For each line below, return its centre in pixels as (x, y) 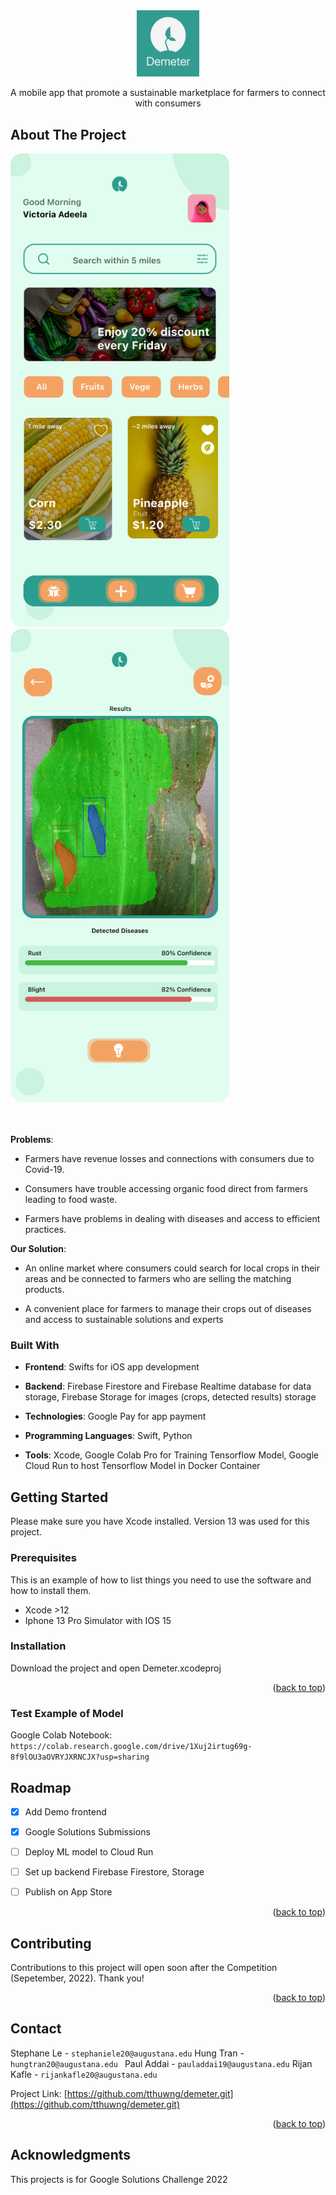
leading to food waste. (71, 1200)
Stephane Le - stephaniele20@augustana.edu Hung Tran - (127, 2053)
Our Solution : (38, 1249)
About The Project (68, 134)
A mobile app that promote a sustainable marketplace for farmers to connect (168, 93)
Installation (38, 1646)
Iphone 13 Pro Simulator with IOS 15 (98, 1620)
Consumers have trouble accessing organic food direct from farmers (166, 1189)
